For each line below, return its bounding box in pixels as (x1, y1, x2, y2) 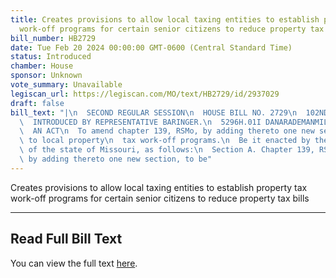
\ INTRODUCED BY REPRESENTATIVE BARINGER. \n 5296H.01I (19, 117, 262, 127)
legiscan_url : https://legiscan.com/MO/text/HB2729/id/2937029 (10, 89, 280, 99)
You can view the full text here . (10, 257, 138, 269)
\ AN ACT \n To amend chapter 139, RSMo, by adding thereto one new (19, 126, 315, 136)
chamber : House (10, 61, 74, 71)
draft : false (10, 98, 65, 108)
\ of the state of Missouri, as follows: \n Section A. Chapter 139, (19, 145, 315, 155)
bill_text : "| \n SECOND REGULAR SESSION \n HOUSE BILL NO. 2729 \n (10, 107, 298, 118)
